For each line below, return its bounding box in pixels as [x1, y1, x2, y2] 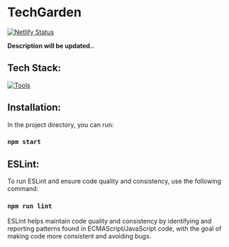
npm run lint [7, 202, 52, 210]
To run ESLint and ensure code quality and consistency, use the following [7, 177, 222, 185]
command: [7, 185, 39, 193]
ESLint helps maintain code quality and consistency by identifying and [7, 216, 212, 225]
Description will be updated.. [7, 41, 94, 50]
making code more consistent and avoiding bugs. [7, 231, 152, 240]
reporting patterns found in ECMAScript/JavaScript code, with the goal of [7, 224, 222, 233]
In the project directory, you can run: [7, 120, 114, 128]
